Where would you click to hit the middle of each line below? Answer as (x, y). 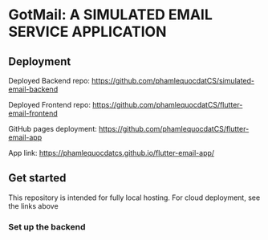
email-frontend (33, 113)
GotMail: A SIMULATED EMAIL (110, 15)
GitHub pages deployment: (53, 129)
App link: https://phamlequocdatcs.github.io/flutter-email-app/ (112, 153)
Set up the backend (47, 226)
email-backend (33, 89)
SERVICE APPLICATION (87, 32)
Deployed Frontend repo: (49, 105)
